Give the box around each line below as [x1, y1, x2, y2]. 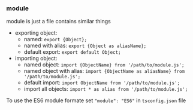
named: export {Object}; [23, 36, 88, 43]
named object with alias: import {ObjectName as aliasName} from [23, 68, 185, 75]
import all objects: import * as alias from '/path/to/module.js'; [23, 85, 188, 93]
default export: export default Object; [23, 48, 121, 56]
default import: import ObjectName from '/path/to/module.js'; [23, 79, 180, 86]
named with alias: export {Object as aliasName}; [23, 42, 147, 49]
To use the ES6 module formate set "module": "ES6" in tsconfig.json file [6, 97, 186, 104]
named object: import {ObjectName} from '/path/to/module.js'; [23, 61, 185, 68]
